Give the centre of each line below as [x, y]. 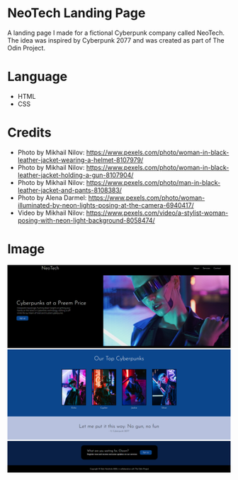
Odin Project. [27, 48]
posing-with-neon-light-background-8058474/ [86, 220]
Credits [29, 133]
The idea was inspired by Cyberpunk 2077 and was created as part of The [116, 40]
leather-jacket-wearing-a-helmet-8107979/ [80, 160]
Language [38, 77]
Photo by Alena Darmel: [52, 198]
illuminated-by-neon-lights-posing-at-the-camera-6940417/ [106, 205]
